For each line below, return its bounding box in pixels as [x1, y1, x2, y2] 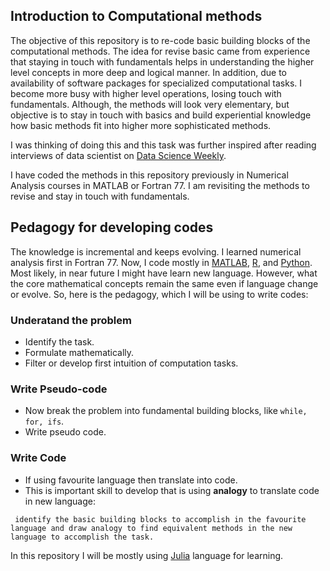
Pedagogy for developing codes [10, 219, 214, 236]
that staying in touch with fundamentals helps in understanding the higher [10, 55, 315, 68]
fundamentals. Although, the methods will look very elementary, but [10, 98, 290, 110]
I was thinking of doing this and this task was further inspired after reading [10, 139, 317, 151]
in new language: [24, 495, 97, 507]
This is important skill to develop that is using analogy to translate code [24, 484, 320, 496]
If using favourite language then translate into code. [24, 474, 238, 486]
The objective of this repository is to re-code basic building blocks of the [10, 34, 311, 46]
